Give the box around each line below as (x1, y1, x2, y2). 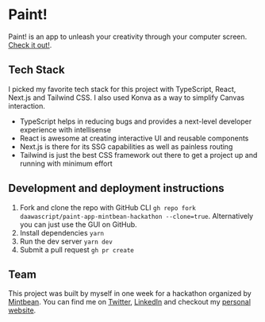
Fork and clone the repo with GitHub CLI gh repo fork (19, 202, 196, 212)
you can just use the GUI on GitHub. (19, 220, 137, 229)
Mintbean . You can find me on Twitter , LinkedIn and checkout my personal (8, 297, 252, 307)
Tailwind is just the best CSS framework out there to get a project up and (19, 150, 258, 159)
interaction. (8, 101, 46, 110)
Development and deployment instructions (8, 182, 225, 195)
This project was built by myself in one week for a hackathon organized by (8, 289, 252, 298)
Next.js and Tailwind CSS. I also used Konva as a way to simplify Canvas (8, 93, 244, 102)
